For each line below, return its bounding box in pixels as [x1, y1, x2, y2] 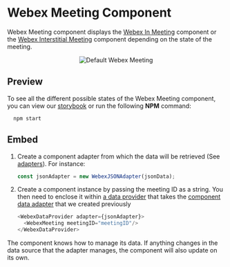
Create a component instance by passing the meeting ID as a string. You [17, 185, 223, 194]
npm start [13, 115, 41, 122]
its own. [7, 254, 30, 262]
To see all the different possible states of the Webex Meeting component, [7, 94, 216, 102]
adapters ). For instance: [17, 159, 86, 167]
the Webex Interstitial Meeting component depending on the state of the [7, 35, 213, 43]
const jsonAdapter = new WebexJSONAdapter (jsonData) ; [17, 173, 175, 180]
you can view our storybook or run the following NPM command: [7, 102, 191, 110]
